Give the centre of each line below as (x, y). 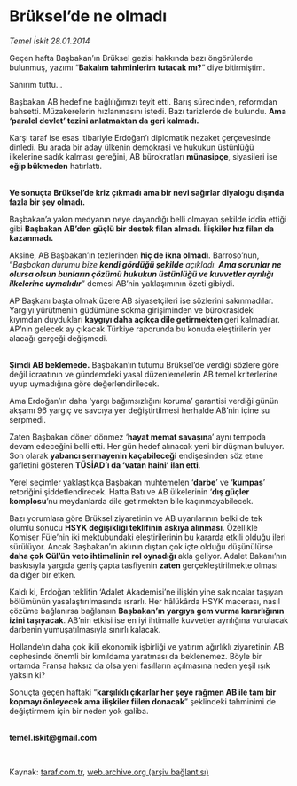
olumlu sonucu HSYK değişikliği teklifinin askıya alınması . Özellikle (134, 527)
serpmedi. (28, 419)
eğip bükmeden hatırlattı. (56, 166)
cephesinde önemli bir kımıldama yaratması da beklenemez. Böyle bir (136, 656)
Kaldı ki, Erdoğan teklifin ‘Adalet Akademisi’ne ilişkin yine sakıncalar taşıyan (146, 592)
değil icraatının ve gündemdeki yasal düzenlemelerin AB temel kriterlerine (143, 374)
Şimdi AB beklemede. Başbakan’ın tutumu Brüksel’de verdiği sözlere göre (144, 364)
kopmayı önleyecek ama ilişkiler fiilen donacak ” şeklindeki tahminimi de (143, 701)
